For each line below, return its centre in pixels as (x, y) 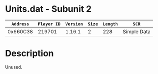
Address (20, 24)
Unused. (14, 67)
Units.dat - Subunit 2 (48, 9)
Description (29, 54)
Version (74, 24)
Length (110, 24)
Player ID (49, 24)
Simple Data (136, 31)
